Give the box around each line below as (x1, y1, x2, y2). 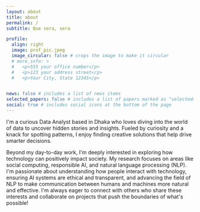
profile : (6, 36, 28, 42)
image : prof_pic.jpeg (11, 47, 65, 54)
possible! (6, 199, 29, 206)
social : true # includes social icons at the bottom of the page (6, 102, 171, 108)
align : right (11, 42, 44, 48)
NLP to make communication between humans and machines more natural (6, 180, 189, 188)
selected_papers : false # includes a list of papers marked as (6, 96, 167, 102)
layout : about (6, 8, 42, 15)
